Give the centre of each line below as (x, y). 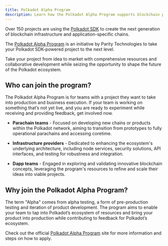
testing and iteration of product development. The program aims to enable (81, 207)
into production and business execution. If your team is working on (74, 103)
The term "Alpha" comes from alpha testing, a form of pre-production (77, 202)
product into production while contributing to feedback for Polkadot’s (76, 218)
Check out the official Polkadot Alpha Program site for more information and (83, 233)
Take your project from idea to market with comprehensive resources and (81, 59)
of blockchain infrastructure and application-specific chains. (67, 34)
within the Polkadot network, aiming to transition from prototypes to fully (87, 128)
